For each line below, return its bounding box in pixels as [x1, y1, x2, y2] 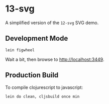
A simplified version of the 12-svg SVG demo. [5, 20, 99, 26]
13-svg [5, 3, 35, 15]
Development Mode [5, 34, 68, 43]
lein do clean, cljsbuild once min [5, 94, 80, 99]
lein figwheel [5, 47, 35, 53]
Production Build [5, 71, 59, 79]
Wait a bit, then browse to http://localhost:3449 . [5, 56, 104, 62]
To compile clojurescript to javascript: [5, 84, 83, 90]
